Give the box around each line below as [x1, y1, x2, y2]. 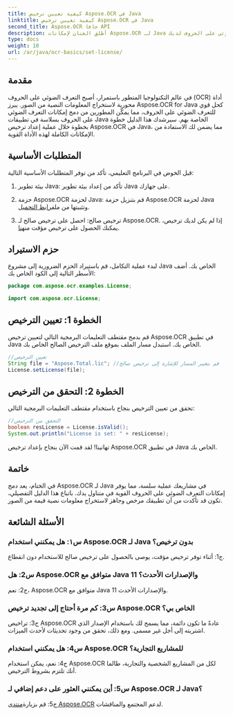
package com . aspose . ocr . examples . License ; [8, 282, 132, 290]
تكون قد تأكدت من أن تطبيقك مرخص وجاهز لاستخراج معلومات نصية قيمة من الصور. [8, 496, 223, 504]
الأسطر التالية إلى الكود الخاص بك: [8, 269, 96, 277]
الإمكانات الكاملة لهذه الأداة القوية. [8, 130, 95, 138]
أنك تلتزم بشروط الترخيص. [8, 666, 77, 675]
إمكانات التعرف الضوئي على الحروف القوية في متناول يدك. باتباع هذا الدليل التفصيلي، [8, 488, 225, 497]
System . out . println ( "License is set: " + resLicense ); [8, 431, 169, 438]
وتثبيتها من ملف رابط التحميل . [17, 203, 90, 211]
